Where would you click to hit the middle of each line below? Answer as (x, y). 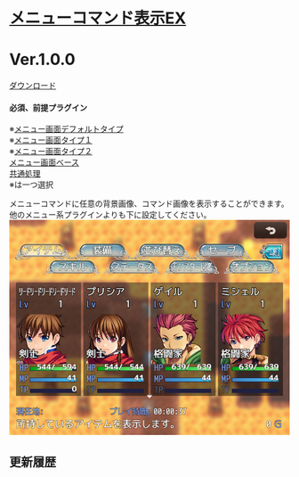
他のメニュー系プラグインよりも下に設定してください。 (110, 215)
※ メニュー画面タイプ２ (51, 152)
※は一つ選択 (31, 185)
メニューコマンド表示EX (98, 18)
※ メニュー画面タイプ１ (51, 140)
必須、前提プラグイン (48, 107)
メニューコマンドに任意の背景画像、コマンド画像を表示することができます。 (149, 204)
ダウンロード (32, 86)
